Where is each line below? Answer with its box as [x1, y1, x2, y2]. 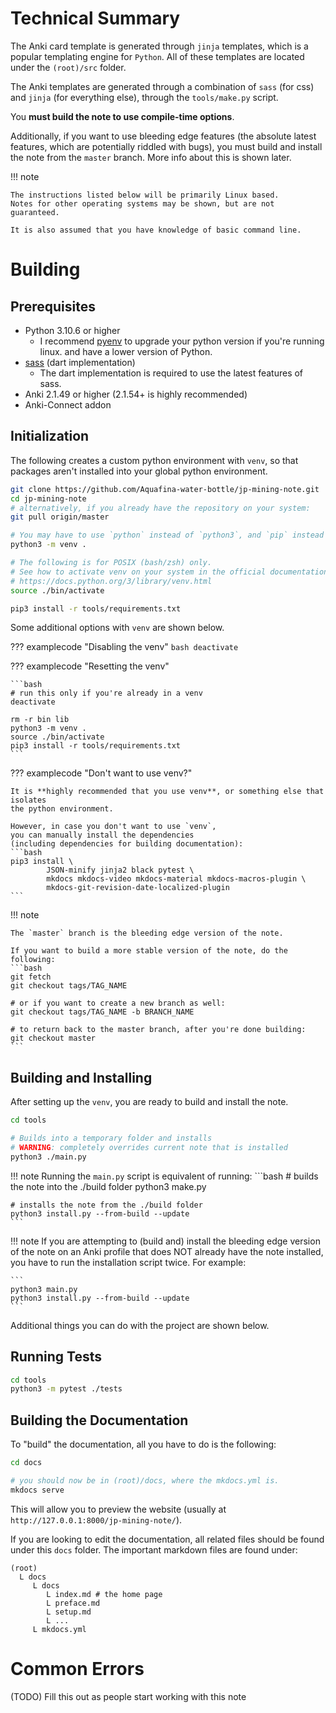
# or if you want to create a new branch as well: [10, 998, 226, 1009]
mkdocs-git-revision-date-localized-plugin [46, 883, 230, 893]
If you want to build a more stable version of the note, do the [10, 946, 288, 956]
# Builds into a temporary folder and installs [10, 1133, 213, 1144]
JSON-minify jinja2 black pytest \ [46, 865, 195, 876]
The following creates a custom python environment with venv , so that [10, 454, 299, 466]
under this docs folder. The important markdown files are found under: [10, 1543, 298, 1556]
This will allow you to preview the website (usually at [10, 1503, 227, 1515]
